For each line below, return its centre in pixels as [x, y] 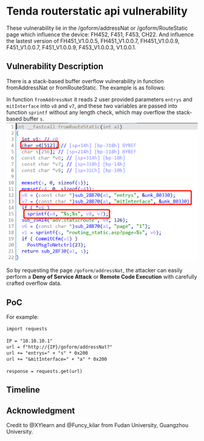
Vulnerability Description [55, 67]
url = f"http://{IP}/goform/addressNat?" [59, 347]
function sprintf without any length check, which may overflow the [90, 112]
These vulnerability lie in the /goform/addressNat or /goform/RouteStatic [97, 28]
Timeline [23, 390]
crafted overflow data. [34, 283]
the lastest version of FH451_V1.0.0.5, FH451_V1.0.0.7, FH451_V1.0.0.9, [93, 41]
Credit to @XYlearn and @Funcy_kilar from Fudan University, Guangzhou [97, 425]
